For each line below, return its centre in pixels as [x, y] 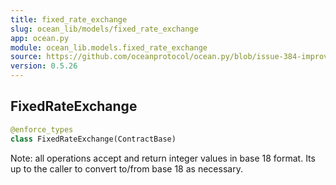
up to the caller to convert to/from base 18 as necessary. [126, 168]
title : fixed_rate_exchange [69, 19]
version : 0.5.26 [44, 66]
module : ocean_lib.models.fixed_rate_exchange [109, 47]
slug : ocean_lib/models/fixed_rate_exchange [104, 29]
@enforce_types [42, 129]
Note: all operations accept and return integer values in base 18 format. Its [163, 158]
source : [26, 57]
